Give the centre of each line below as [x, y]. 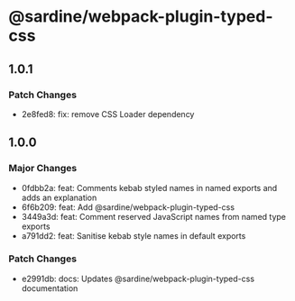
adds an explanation [59, 197]
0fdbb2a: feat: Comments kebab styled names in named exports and [149, 187]
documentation [50, 288]
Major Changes [43, 169]
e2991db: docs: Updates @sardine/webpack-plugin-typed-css [138, 278]
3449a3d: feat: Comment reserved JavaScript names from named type [153, 216]
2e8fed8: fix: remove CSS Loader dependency [108, 114]
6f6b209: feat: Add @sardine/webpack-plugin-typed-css [128, 207]
